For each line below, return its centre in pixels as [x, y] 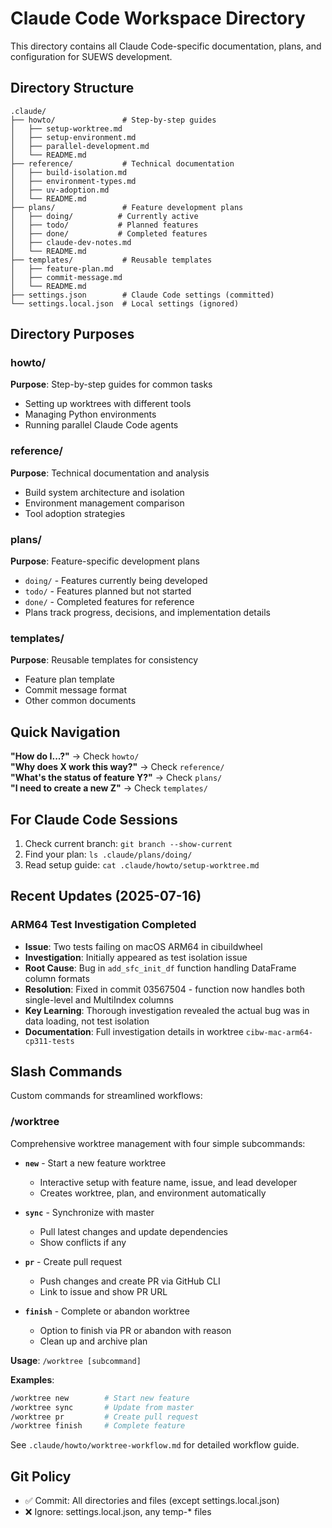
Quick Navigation [65, 732]
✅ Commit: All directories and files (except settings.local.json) [152, 1501]
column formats [57, 978]
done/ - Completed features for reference [109, 602]
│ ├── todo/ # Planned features [104, 225]
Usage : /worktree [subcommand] [76, 1360]
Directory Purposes [72, 334]
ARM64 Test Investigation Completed [103, 925]
